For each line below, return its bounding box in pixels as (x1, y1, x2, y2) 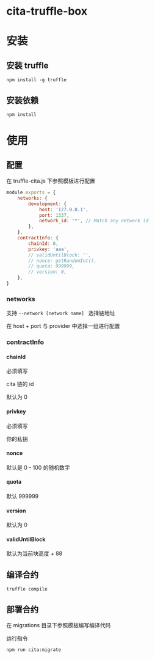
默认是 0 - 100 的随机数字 (6, 464, 70, 471)
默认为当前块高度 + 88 (6, 550, 63, 557)
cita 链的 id (6, 380, 34, 388)
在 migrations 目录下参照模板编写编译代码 (6, 621, 111, 628)
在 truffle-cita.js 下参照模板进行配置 (6, 177, 96, 184)
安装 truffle (6, 60, 49, 71)
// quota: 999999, (28, 263, 75, 269)
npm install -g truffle (6, 77, 67, 83)
